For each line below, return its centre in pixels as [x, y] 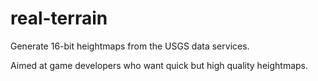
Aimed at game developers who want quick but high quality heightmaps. [159, 65]
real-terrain [59, 18]
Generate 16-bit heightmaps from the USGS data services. [130, 46]
